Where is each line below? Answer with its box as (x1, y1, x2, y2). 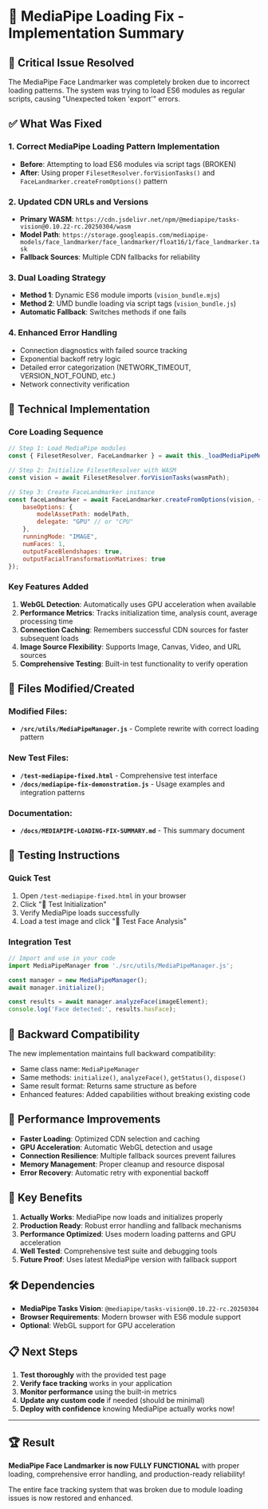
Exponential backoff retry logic (19, 354, 121, 363)
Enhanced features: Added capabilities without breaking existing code (19, 1090, 250, 1099)
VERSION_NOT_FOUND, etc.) (19, 370, 116, 380)
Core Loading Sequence (8, 426, 104, 438)
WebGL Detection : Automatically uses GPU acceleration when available (19, 599, 257, 609)
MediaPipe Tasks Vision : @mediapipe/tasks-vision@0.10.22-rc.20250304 (19, 1304, 259, 1313)
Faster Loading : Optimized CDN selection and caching (19, 1134, 200, 1143)
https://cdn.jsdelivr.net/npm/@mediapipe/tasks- (75, 216, 241, 224)
